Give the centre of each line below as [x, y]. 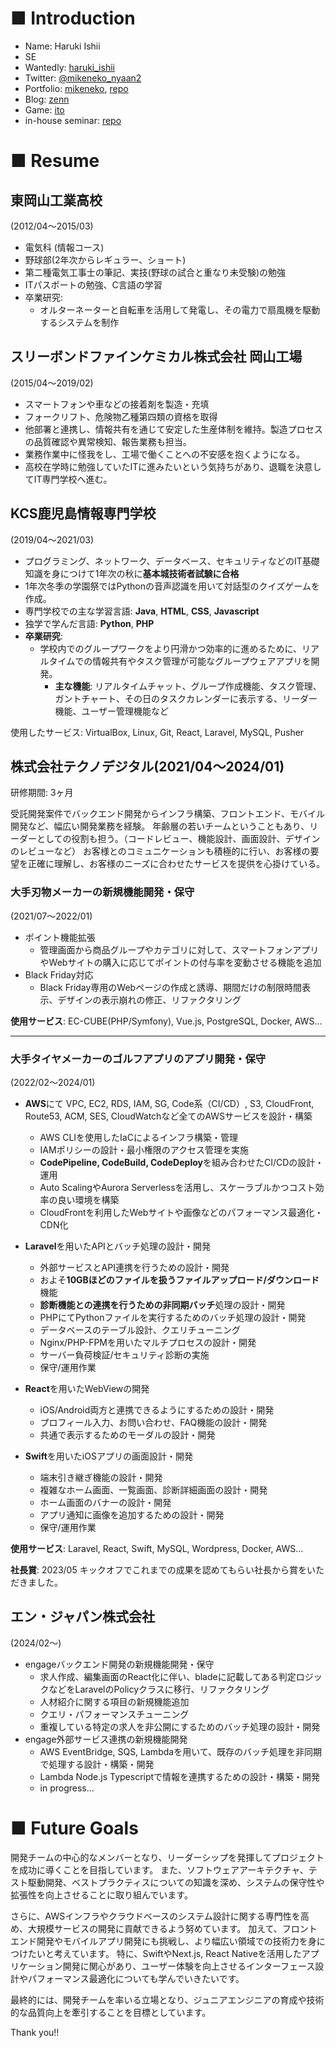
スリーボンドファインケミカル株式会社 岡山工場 [156, 357]
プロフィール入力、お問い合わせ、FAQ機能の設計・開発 [153, 1422]
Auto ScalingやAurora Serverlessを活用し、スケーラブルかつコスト [177, 1187]
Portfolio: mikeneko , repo [76, 88]
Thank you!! [35, 2032]
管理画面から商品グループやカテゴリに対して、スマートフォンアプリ [179, 949]
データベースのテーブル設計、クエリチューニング [140, 1329]
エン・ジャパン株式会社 [82, 1617]
